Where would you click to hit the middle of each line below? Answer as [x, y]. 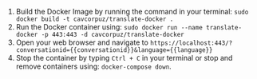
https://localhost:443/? [192, 43]
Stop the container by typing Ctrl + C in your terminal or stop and [124, 58]
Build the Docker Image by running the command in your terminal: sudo [132, 12]
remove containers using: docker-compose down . [93, 66]
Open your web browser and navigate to [82, 42]
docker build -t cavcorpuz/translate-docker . [95, 19]
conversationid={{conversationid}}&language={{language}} [114, 50]
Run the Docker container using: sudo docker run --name [109, 27]
